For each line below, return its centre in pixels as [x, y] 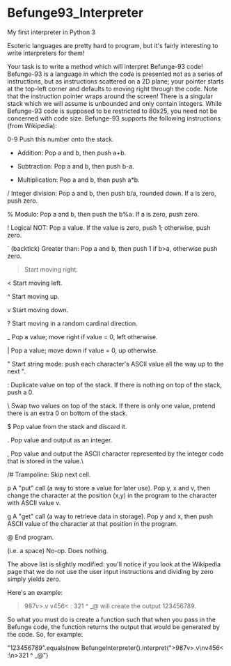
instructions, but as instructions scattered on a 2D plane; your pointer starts [115, 81]
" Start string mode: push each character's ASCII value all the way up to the [115, 364]
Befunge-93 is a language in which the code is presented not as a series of [115, 74]
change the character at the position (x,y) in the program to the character [112, 495]
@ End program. [31, 537]
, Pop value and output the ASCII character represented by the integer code [115, 454]
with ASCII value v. [34, 502]
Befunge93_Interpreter [75, 13]
